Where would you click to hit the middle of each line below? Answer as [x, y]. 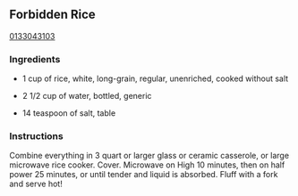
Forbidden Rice [52, 15]
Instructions [37, 136]
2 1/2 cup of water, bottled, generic [87, 96]
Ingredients [35, 59]
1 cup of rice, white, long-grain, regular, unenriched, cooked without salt [155, 78]
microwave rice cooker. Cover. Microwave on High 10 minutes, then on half [147, 165]
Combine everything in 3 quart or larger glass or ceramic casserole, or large [149, 156]
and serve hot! [36, 184]
